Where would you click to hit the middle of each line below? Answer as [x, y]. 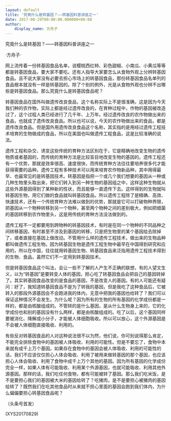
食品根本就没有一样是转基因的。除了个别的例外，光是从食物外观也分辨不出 [83, 85]
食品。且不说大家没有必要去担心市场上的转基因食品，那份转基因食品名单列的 [85, 78]
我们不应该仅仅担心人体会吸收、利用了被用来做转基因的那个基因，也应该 [90, 355]
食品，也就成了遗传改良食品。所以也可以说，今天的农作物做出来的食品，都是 [85, 121]
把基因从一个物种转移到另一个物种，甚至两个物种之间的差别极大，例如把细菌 [85, 208]
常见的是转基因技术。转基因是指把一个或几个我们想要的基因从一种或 [94, 176]
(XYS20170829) [22, 414]
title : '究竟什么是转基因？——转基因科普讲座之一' [52, 15]
